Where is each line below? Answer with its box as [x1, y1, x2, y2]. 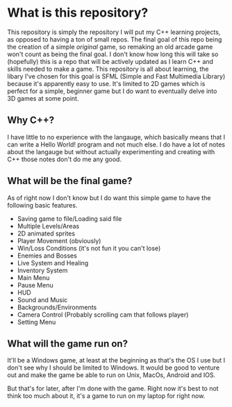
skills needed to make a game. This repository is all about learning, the [7, 65, 210, 73]
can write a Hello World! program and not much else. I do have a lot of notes [7, 140, 226, 149]
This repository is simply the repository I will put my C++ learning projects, [7, 28, 221, 36]
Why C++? [7, 115, 54, 126]
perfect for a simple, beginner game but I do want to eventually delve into [7, 87, 217, 95]
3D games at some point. [7, 94, 79, 102]
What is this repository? [7, 5, 149, 21]
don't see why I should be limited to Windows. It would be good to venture [7, 363, 220, 372]
